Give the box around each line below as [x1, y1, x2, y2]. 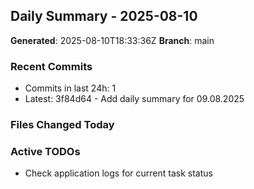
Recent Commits [10, 59, 93, 73]
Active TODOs [10, 144, 81, 158]
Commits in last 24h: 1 [24, 82, 117, 94]
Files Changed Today [10, 118, 115, 132]
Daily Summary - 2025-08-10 [10, 8, 198, 25]
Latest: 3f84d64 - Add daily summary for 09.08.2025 [24, 93, 245, 105]
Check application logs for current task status [24, 167, 213, 179]
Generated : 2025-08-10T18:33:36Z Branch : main [10, 34, 215, 46]
